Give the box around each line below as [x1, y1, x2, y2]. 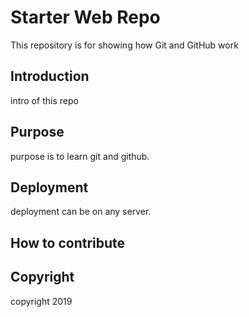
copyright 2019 [10, 295, 73, 307]
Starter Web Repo [10, 6, 161, 29]
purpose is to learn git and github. [10, 150, 150, 162]
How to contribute [10, 234, 126, 251]
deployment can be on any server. [10, 206, 152, 218]
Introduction [10, 68, 90, 85]
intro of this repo [10, 94, 79, 106]
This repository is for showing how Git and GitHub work [10, 39, 239, 51]
